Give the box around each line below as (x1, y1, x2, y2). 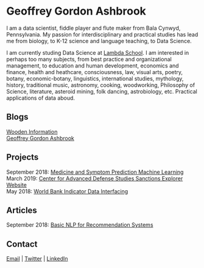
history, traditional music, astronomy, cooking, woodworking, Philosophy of (6, 81, 195, 89)
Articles (6, 205, 38, 215)
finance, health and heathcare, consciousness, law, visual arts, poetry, (6, 68, 183, 75)
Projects (6, 152, 39, 162)
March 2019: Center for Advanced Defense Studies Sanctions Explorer (6, 174, 183, 182)
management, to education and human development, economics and (6, 62, 179, 69)
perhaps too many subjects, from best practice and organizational (6, 55, 172, 63)
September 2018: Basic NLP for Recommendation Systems (6, 221, 153, 228)
